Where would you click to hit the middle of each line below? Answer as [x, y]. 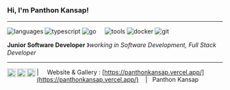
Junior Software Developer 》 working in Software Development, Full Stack [112, 45]
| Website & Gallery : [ [71, 72]
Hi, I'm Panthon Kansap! [48, 10]
